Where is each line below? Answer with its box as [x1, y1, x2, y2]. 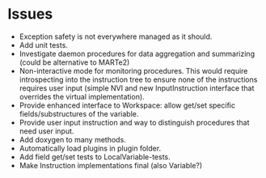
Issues [7, 5, 53, 23]
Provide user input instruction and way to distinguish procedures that [19, 117, 250, 127]
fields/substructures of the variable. [19, 108, 139, 118]
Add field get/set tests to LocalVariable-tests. [19, 151, 171, 162]
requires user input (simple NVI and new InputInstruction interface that [19, 83, 255, 93]
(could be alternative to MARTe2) [19, 57, 130, 67]
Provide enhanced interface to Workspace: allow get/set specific [19, 100, 236, 110]
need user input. [19, 126, 74, 136]
